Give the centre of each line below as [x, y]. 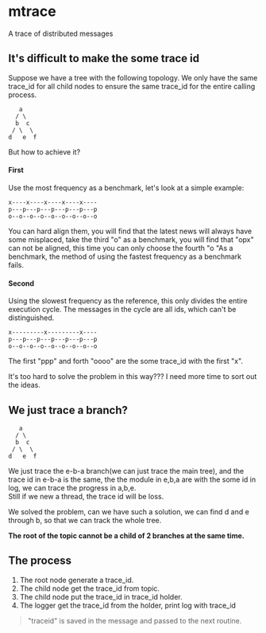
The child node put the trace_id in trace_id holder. [101, 596]
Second [21, 283]
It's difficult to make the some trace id [104, 59]
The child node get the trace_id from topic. [90, 588]
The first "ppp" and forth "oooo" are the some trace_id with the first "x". [126, 361]
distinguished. [31, 318]
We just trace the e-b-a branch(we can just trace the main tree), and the [126, 471]
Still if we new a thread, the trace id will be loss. [86, 496]
